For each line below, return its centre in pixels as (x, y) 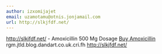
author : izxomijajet (31, 11)
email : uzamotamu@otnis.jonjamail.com (53, 17)
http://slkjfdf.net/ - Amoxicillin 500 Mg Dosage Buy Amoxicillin (81, 39)
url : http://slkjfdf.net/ (37, 22)
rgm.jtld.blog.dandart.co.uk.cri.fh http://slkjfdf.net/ (67, 45)
